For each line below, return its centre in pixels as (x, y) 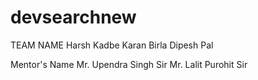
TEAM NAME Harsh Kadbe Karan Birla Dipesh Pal (112, 45)
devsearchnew (73, 17)
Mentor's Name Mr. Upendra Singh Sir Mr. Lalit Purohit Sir (129, 64)
